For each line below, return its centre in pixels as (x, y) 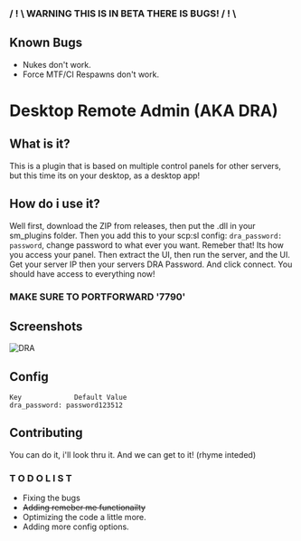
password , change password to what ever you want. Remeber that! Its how (147, 245)
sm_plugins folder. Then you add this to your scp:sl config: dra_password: (146, 235)
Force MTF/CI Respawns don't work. (91, 74)
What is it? (40, 144)
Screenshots (46, 326)
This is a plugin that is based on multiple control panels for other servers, (146, 166)
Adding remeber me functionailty (84, 508)
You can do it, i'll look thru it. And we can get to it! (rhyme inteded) (132, 454)
